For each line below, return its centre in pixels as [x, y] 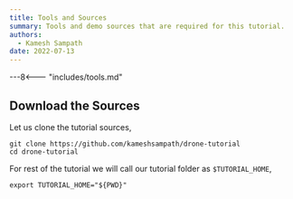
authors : [26, 34]
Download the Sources [75, 105]
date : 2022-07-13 [42, 52]
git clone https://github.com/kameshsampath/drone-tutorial [125, 144]
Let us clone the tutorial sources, [71, 127]
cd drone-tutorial [44, 152]
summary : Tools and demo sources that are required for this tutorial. [147, 26]
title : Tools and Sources [58, 18]
